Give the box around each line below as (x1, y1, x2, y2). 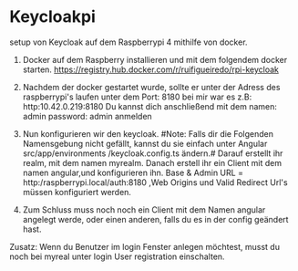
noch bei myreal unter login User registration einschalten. (9, 251, 225, 262)
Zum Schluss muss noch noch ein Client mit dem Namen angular (22, 203, 266, 215)
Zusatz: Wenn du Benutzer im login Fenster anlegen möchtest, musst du (9, 241, 281, 252)
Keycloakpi (9, 6, 96, 27)
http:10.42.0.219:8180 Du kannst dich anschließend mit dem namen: (22, 100, 278, 111)
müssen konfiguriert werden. (22, 186, 132, 197)
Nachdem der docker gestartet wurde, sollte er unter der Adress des (22, 81, 281, 92)
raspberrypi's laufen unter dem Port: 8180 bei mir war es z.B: (22, 91, 252, 102)
